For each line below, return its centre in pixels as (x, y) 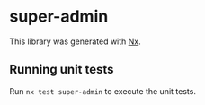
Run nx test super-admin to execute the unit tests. (102, 91)
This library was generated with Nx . (75, 41)
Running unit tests (62, 70)
